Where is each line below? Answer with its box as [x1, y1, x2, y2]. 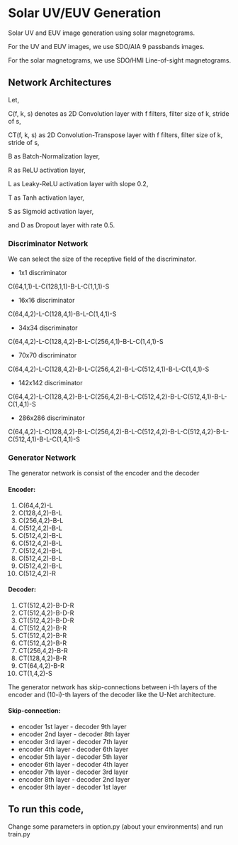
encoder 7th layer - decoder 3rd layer [18, 768, 129, 776]
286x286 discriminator [18, 414, 86, 422]
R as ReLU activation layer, [8, 166, 86, 174]
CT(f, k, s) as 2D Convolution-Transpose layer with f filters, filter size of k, [8, 130, 223, 139]
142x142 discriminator [18, 379, 83, 387]
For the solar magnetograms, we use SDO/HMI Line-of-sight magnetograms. [8, 55, 232, 65]
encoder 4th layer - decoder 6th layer [18, 745, 129, 753]
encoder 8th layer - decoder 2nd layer [18, 775, 130, 783]
